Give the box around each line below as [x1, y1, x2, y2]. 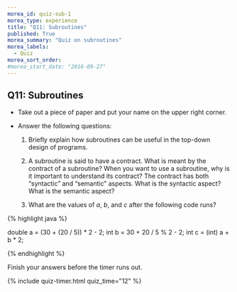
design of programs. [28, 143, 88, 152]
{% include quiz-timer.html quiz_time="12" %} [7, 277, 142, 286]
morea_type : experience [7, 17, 78, 24]
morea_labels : [7, 43, 50, 50]
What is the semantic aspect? [28, 187, 115, 196]
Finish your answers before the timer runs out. [7, 263, 143, 271]
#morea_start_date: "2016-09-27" [7, 63, 106, 70]
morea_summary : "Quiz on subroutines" [7, 37, 122, 44]
